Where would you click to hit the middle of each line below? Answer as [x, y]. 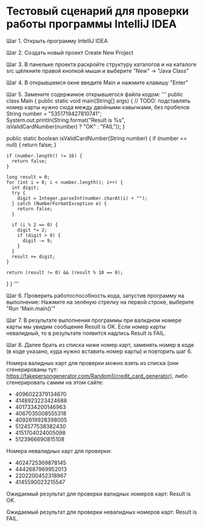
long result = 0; [28, 177]
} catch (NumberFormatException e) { [59, 203]
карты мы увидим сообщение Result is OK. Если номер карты [86, 326]
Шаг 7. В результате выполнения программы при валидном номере [94, 320]
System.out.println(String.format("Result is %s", [66, 120]
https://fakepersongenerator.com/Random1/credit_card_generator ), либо [97, 376]
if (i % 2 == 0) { [35, 225]
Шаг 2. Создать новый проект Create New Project [70, 52]
